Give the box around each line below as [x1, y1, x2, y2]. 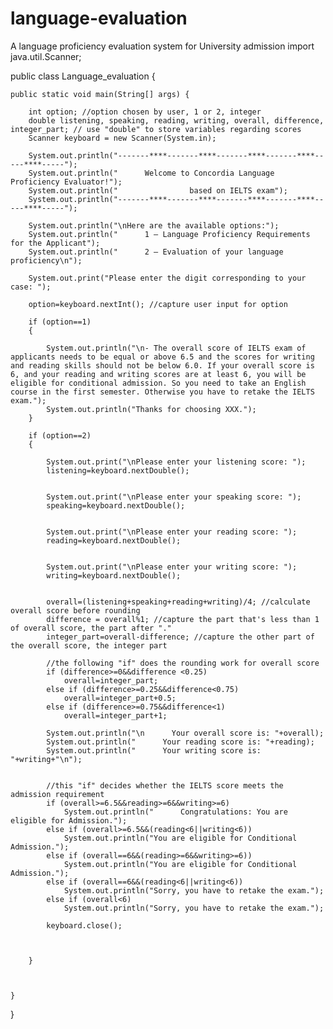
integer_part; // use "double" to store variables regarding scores [10, 124, 302, 134]
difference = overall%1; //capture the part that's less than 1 [46, 614, 320, 624]
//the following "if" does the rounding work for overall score [46, 658, 320, 668]
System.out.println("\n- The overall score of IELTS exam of [46, 343, 307, 353]
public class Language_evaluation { [10, 70, 156, 82]
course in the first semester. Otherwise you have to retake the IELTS [10, 387, 315, 397]
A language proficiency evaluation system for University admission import [10, 40, 315, 52]
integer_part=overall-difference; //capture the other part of [46, 632, 315, 642]
